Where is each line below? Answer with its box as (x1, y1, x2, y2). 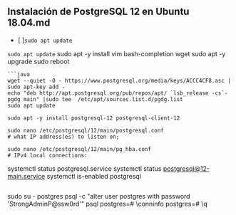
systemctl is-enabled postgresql (46, 172, 141, 180)
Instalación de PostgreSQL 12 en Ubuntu (7, 6, 190, 18)
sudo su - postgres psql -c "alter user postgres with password (7, 192, 190, 200)
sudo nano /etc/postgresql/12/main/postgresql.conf (7, 127, 164, 134)
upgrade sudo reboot (7, 57, 70, 65)
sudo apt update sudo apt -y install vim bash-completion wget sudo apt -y (7, 49, 226, 58)
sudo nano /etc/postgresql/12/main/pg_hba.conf (7, 145, 152, 152)
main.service (7, 172, 46, 180)
